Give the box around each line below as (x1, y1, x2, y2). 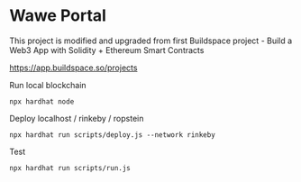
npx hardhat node (9, 96, 75, 106)
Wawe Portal (9, 5, 106, 26)
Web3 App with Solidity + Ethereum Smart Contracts (9, 44, 205, 55)
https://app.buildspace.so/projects (9, 62, 138, 73)
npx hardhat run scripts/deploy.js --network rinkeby (9, 130, 216, 140)
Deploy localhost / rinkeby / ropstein (9, 113, 144, 123)
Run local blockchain (9, 79, 87, 90)
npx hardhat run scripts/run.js (9, 163, 131, 172)
